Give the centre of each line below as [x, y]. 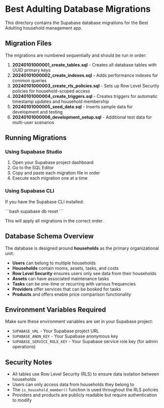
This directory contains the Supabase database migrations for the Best [77, 23]
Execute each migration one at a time [50, 178]
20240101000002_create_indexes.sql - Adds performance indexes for [85, 75]
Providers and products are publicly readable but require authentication [84, 395]
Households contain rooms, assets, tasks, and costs [65, 268]
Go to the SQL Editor [33, 168]
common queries [29, 80]
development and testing [37, 112]
